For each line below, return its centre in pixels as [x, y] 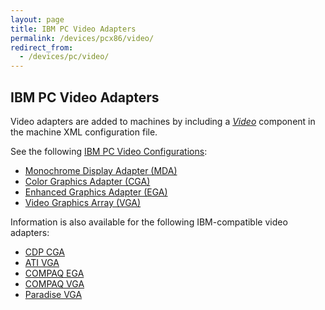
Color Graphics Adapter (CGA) [87, 181]
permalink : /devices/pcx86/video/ [82, 38]
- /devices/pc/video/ [64, 57]
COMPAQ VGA [54, 283]
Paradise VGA [53, 294]
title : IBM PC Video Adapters [73, 29]
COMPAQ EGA [54, 273]
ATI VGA [42, 262]
